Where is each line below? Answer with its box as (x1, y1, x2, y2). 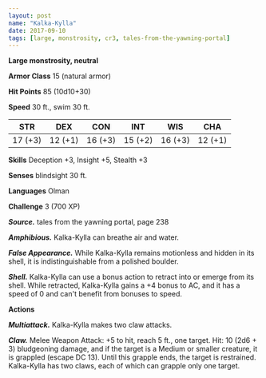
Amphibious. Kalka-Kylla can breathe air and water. (8, 233, 180, 242)
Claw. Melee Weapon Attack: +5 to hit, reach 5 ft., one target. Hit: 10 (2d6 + (8, 336, 257, 345)
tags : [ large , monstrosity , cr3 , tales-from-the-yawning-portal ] (8, 34, 230, 42)
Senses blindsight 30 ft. (8, 171, 88, 181)
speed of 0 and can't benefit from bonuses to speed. (8, 289, 182, 299)
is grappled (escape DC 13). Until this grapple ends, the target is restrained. (8, 352, 257, 362)
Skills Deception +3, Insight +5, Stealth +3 (8, 155, 148, 165)
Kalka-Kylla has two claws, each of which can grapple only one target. (8, 361, 240, 371)
